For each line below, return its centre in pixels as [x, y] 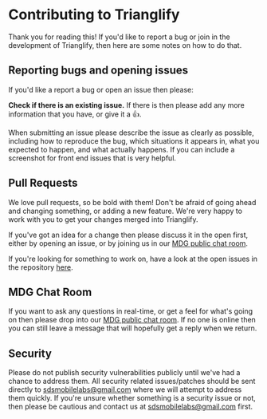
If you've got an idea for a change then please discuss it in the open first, [128, 235]
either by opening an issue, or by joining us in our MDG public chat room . [128, 243]
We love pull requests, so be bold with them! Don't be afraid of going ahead [132, 202]
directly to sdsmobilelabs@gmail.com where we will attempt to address [125, 389]
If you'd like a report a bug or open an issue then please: [101, 89]
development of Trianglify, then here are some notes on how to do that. [125, 45]
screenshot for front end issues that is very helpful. [92, 158]
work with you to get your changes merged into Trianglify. [103, 219]
